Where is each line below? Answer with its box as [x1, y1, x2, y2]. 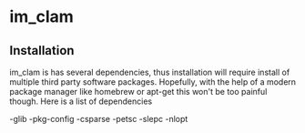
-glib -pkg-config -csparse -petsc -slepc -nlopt [9, 114, 188, 124]
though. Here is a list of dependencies [9, 96, 153, 107]
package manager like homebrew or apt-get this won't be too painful [9, 87, 268, 97]
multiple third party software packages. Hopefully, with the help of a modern [9, 77, 297, 87]
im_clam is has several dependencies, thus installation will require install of [9, 66, 290, 77]
